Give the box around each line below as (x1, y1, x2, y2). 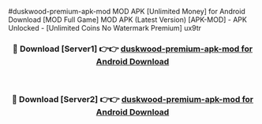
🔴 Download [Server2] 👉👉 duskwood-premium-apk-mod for (11, 94, 254, 105)
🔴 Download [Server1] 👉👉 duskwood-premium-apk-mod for (12, 43, 253, 54)
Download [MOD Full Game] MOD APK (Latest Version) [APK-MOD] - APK (8, 15, 247, 24)
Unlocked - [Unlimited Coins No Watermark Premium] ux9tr (8, 24, 202, 32)
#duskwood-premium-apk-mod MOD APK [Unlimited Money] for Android (8, 7, 246, 16)
